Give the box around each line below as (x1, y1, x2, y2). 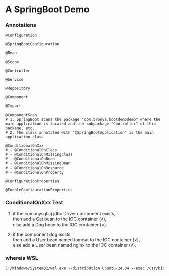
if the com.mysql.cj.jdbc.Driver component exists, (12, 210, 116, 216)
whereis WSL (5, 254, 39, 261)
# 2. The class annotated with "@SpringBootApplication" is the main (5, 130, 154, 135)
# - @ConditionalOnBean (5, 156, 55, 162)
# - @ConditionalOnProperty (5, 170, 64, 175)
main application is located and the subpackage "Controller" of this (5, 121, 156, 127)
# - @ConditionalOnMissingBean (5, 161, 71, 166)
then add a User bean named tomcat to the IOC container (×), (12, 236, 140, 243)
